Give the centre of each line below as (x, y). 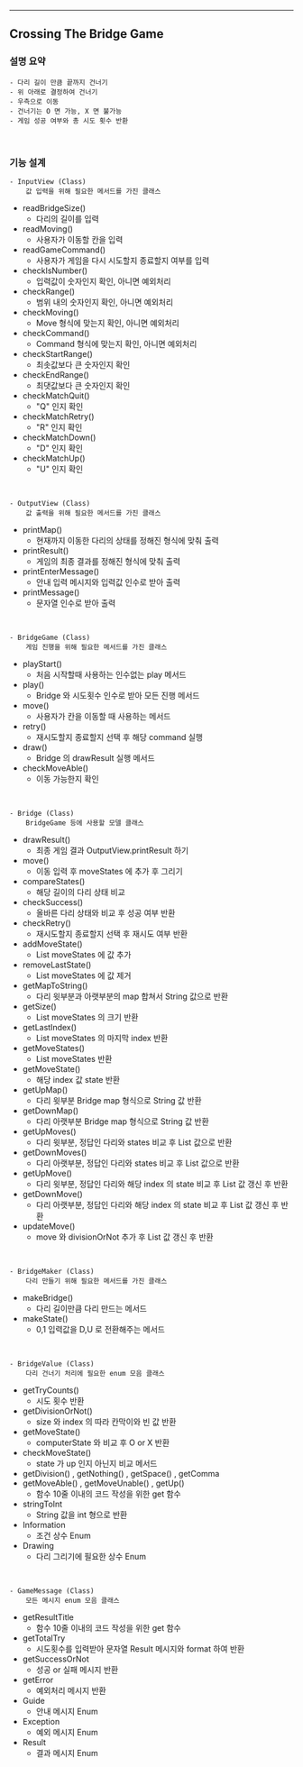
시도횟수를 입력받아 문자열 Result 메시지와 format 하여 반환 (140, 1648)
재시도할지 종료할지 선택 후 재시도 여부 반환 (111, 933)
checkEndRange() (56, 374)
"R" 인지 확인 (59, 427)
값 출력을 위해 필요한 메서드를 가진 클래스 (93, 513)
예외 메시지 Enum (67, 1732)
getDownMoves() (55, 1152)
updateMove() (49, 1226)
